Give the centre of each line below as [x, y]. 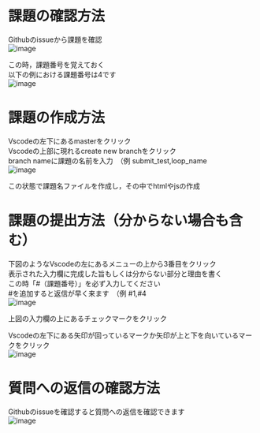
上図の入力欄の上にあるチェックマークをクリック [87, 318]
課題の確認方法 [57, 16]
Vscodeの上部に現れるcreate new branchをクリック [93, 151]
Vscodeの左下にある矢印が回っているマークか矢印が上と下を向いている [123, 335]
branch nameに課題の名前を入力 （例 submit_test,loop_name [108, 161]
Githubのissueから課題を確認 [55, 39]
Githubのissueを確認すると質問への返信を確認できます [97, 412]
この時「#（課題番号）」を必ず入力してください [85, 283]
